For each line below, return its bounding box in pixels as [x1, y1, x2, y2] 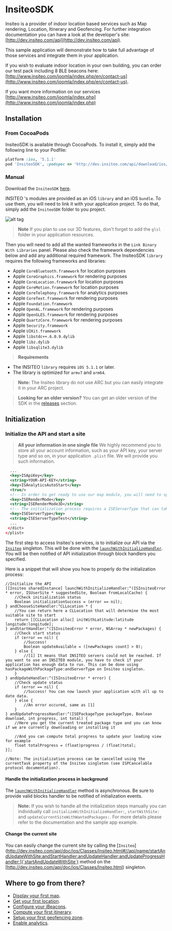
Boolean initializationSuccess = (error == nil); [14, 599, 123, 604]
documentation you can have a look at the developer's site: [5, 31, 130, 37]
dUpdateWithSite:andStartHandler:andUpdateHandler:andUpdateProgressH [5, 853, 165, 860]
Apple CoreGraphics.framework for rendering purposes [12, 273, 127, 279]
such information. [17, 458, 55, 465]
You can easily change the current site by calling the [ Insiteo [5, 842, 135, 848]
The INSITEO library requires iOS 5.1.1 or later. [12, 364, 115, 370]
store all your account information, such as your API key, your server [17, 447, 163, 453]
